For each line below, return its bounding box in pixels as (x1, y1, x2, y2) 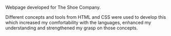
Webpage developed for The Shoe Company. (5, 5, 101, 10)
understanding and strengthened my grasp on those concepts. (5, 25, 138, 31)
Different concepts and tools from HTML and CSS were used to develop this (5, 14, 166, 20)
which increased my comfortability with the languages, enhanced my (5, 20, 151, 25)
